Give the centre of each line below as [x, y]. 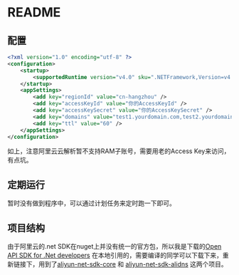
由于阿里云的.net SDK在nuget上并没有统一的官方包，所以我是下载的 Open [115, 246]
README [34, 12]
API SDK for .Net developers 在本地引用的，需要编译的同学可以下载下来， [115, 255]
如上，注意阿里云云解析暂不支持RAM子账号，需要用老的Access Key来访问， [119, 151]
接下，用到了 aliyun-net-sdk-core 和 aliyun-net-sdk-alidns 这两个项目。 [123, 264]
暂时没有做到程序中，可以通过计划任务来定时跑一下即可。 [91, 203]
